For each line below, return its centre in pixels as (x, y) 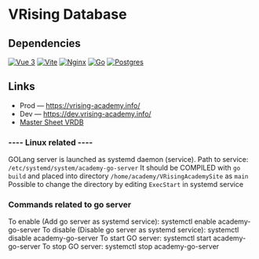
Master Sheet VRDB (51, 122)
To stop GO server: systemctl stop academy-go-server (131, 246)
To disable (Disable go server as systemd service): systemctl (140, 230)
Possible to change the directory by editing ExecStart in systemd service (126, 185)
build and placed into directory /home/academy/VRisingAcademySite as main (128, 176)
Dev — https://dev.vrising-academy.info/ (85, 113)
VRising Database (67, 14)
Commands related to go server (70, 205)
